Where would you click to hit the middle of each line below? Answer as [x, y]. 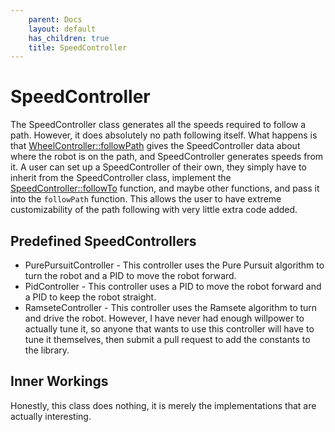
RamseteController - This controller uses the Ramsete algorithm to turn [171, 307]
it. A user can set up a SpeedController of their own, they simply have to [158, 167]
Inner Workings [59, 381]
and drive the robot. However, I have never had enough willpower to [164, 318]
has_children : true [69, 38]
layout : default [62, 29]
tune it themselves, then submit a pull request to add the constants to [167, 339]
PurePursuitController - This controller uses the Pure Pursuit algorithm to [174, 265]
